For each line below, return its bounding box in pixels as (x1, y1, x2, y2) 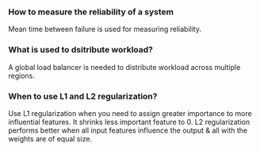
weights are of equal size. (8, 134, 93, 143)
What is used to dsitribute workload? (8, 45, 153, 56)
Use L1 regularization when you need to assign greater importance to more (8, 108, 252, 118)
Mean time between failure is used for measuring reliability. (8, 25, 202, 34)
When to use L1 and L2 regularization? (8, 91, 158, 102)
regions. (8, 71, 36, 80)
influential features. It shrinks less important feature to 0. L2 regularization (8, 117, 250, 126)
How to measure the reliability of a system (8, 6, 174, 17)
